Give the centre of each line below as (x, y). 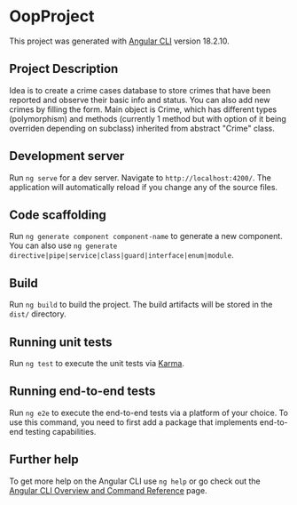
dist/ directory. (38, 314)
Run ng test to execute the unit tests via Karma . (97, 363)
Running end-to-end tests (82, 392)
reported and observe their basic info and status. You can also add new (140, 100)
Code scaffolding (58, 215)
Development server (67, 156)
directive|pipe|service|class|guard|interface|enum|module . (121, 255)
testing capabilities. (61, 431)
